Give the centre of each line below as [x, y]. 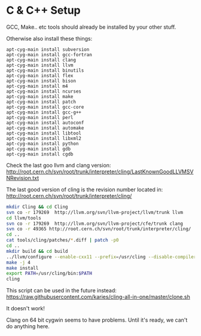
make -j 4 [19, 262]
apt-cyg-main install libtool [44, 133]
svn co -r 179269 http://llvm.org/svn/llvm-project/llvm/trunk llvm [95, 212]
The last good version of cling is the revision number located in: [85, 190]
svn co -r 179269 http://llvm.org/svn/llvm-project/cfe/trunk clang [95, 224]
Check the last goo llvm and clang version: [59, 165]
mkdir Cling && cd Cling [37, 207]
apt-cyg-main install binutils [45, 70]
